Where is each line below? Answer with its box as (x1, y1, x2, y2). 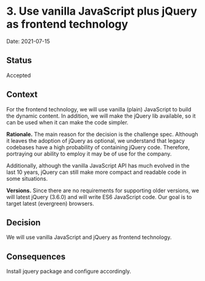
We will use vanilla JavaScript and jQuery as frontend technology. (6, 234, 172, 241)
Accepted (6, 72, 31, 79)
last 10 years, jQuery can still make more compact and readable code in (6, 168, 187, 176)
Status (6, 55, 32, 66)
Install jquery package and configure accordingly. (6, 268, 132, 275)
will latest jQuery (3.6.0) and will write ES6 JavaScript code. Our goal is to (6, 193, 192, 200)
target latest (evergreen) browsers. (6, 200, 94, 207)
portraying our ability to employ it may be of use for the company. (6, 150, 172, 157)
